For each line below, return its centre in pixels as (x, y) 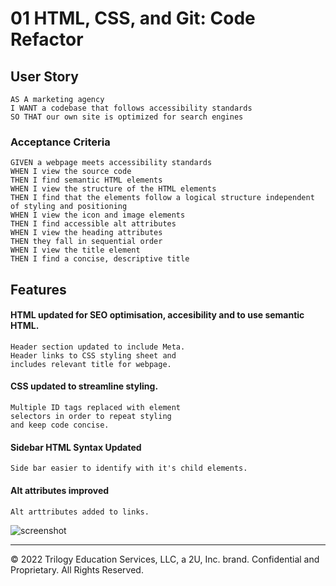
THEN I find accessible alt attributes (93, 224)
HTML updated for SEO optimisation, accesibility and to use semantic (157, 315)
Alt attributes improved (60, 490)
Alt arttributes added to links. (80, 512)
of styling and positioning (69, 207)
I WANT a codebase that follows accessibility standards (131, 108)
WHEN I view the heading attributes (86, 233)
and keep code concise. (60, 425)
